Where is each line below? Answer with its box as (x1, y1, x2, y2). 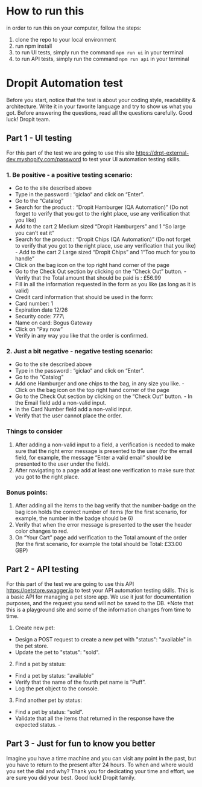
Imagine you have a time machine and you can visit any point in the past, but (6, 754, 197, 762)
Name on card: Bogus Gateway (14, 319, 93, 326)
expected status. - (14, 721, 61, 728)
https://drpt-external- (135, 149, 189, 156)
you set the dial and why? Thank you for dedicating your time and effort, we (6, 767, 195, 774)
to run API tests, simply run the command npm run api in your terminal (14, 55, 189, 62)
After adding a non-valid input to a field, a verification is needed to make (14, 441, 195, 448)
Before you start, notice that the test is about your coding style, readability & (6, 96, 196, 103)
